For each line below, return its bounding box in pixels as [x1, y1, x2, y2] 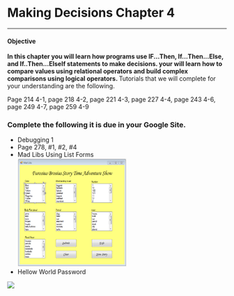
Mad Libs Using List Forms [17, 151, 94, 159]
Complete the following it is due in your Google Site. [7, 120, 187, 130]
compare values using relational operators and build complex [7, 67, 188, 76]
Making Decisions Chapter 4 [7, 5, 175, 21]
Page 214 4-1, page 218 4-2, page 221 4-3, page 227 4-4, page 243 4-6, [7, 95, 216, 104]
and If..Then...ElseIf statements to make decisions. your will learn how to [7, 60, 223, 68]
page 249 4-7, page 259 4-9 [7, 103, 89, 111]
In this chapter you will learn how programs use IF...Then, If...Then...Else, [7, 52, 224, 60]
